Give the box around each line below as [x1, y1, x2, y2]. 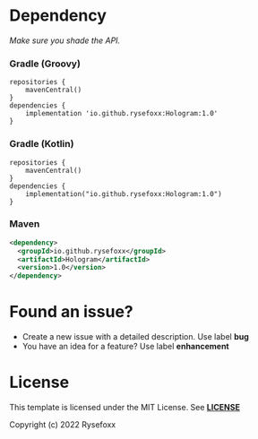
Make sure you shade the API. [9, 35, 121, 46]
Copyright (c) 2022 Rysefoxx [9, 419, 116, 430]
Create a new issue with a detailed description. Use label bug [21, 331, 249, 342]
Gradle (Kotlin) [9, 138, 74, 151]
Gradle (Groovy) [9, 57, 81, 70]
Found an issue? [9, 302, 133, 323]
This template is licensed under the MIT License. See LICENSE [9, 402, 240, 413]
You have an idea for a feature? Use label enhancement [21, 341, 230, 352]
